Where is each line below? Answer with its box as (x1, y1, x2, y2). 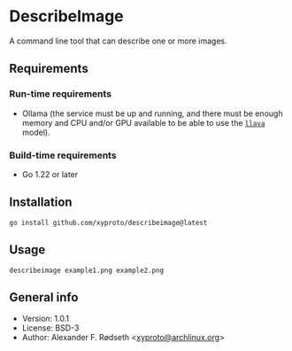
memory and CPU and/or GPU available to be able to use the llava (21, 117, 265, 128)
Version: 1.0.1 (21, 313, 69, 324)
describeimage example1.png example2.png (9, 266, 165, 275)
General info (9, 290, 79, 305)
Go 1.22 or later (21, 168, 79, 179)
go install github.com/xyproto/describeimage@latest (9, 218, 208, 227)
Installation (9, 195, 73, 210)
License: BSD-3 (21, 323, 80, 333)
